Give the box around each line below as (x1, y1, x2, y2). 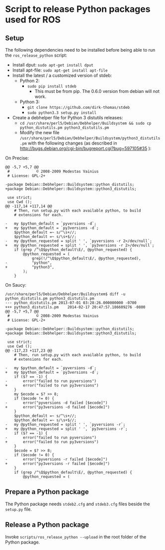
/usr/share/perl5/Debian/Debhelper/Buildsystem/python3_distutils (19, 136, 161, 141)
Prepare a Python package (5, 488, 89, 496)
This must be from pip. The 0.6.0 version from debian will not (34, 88, 160, 94)
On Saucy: (5, 282, 26, 288)
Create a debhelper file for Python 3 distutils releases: (12, 115, 123, 120)
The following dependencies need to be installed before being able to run (5, 47, 156, 53)
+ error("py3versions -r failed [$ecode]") (5, 461, 110, 466)
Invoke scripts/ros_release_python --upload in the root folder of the (5, 534, 147, 540)
